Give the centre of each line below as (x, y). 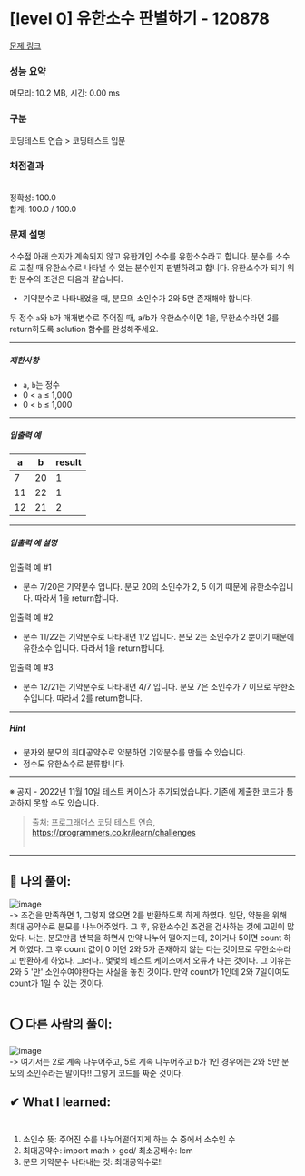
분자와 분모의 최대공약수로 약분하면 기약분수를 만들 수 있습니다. (134, 752)
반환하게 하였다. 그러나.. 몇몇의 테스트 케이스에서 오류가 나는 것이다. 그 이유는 (155, 960)
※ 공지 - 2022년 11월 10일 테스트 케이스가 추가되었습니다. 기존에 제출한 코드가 (147, 791)
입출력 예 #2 (31, 618)
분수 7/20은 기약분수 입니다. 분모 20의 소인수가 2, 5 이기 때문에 (135, 587)
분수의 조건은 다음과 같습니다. (71, 279)
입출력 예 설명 (33, 542)
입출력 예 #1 (30, 568)
